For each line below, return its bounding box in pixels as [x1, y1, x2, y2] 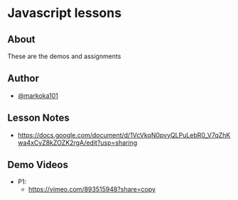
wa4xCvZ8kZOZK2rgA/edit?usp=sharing [17, 138, 137, 147]
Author [7, 72, 39, 84]
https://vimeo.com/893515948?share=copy [28, 185, 156, 194]
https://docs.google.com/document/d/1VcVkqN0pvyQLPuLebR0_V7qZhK [17, 130, 231, 139]
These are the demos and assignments [7, 52, 121, 60]
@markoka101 [17, 91, 58, 100]
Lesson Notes [7, 112, 70, 124]
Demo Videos [7, 159, 69, 171]
